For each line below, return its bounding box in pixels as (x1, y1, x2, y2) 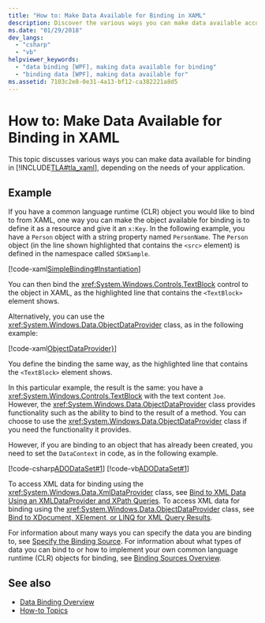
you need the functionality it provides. (8, 425, 132, 435)
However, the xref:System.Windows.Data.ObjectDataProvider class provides (8, 400, 256, 410)
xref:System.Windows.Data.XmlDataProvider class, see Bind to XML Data (8, 488, 247, 497)
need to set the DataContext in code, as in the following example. (8, 448, 218, 459)
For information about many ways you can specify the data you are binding (8, 528, 252, 538)
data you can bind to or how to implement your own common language (8, 545, 238, 554)
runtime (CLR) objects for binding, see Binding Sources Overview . (8, 553, 222, 563)
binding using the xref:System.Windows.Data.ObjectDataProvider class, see (8, 504, 255, 514)
